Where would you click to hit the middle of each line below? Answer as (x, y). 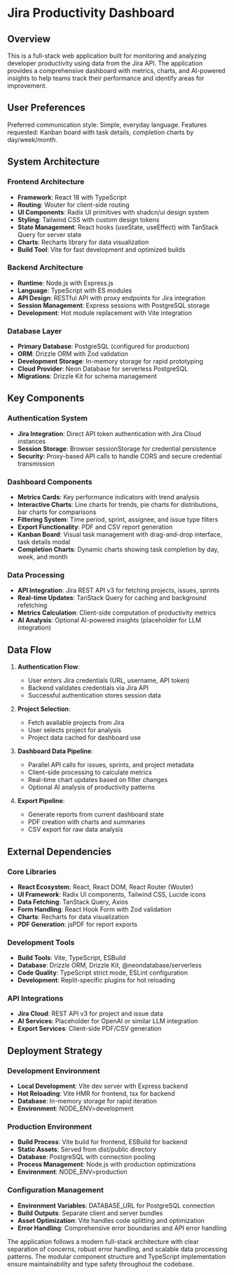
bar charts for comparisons (57, 512)
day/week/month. (33, 139)
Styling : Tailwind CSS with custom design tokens (88, 219)
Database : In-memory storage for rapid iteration (87, 1101)
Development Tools (41, 942)
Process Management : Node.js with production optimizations (106, 1165)
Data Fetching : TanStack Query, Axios (73, 902)
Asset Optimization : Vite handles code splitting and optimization (111, 1220)
